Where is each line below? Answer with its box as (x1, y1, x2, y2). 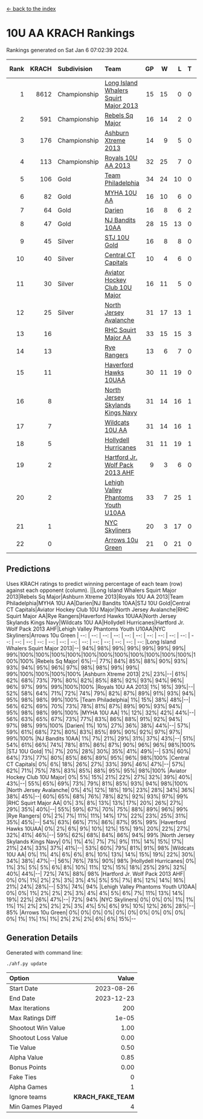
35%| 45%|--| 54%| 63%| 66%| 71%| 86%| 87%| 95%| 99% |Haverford (6, 818, 186, 825)
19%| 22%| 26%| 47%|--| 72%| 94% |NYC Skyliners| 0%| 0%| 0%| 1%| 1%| (6, 896, 195, 903)
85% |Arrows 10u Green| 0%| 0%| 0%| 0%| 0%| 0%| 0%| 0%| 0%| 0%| (6, 909, 185, 916)
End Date (9, 994, 36, 1003)
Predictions (6, 564, 51, 574)
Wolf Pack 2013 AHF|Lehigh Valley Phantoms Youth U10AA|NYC (6, 625, 166, 633)
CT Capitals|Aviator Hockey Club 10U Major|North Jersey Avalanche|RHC (6, 606, 189, 613)
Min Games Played (9, 1102, 62, 1111)
